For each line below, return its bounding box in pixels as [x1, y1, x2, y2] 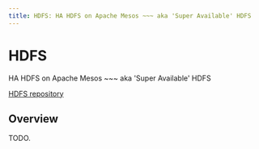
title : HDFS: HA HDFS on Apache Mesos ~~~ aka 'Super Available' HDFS [8, 11, 252, 20]
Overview [8, 112, 59, 126]
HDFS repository [8, 89, 64, 98]
